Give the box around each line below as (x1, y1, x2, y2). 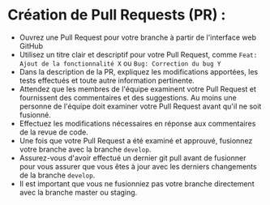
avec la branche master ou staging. (19, 187, 138, 197)
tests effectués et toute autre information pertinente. (19, 75, 195, 85)
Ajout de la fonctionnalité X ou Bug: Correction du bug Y (19, 58, 221, 68)
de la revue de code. (19, 127, 88, 137)
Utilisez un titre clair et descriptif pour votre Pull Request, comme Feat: (19, 49, 258, 59)
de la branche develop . (19, 170, 96, 180)
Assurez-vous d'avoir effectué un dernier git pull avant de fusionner (19, 152, 246, 163)
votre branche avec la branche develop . (19, 144, 152, 154)
